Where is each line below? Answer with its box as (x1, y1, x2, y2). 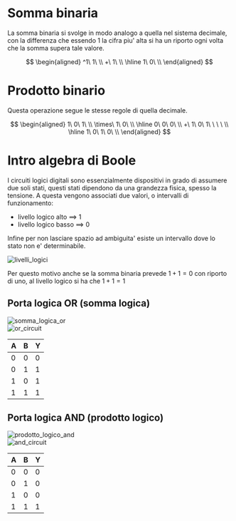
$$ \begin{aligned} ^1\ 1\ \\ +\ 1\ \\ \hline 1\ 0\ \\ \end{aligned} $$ (26, 57, 213, 66)
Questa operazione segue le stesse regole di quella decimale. (7, 105, 188, 115)
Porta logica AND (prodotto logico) (7, 412, 164, 424)
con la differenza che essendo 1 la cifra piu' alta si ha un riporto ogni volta (7, 36, 224, 44)
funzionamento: (7, 198, 53, 207)
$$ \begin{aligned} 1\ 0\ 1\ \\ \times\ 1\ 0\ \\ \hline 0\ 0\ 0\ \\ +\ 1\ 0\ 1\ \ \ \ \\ (10, 120, 229, 128)
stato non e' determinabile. (7, 241, 86, 250)
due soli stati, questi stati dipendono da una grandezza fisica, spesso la (7, 183, 217, 192)
